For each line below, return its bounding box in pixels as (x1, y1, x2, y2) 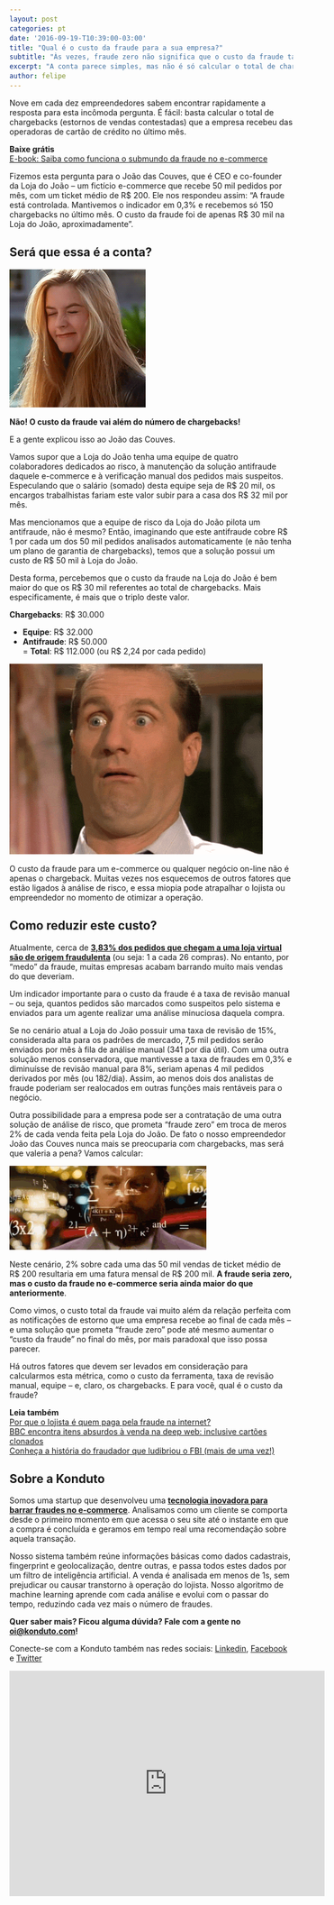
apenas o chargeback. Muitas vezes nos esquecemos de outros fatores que (9, 873, 291, 884)
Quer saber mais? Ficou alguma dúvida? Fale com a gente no (9, 1617, 241, 1627)
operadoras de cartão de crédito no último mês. (9, 126, 187, 137)
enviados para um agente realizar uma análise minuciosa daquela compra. (9, 1007, 285, 1018)
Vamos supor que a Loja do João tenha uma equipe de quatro (9, 451, 239, 462)
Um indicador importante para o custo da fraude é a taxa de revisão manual (9, 988, 291, 999)
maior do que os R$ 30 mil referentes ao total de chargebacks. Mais (9, 582, 261, 592)
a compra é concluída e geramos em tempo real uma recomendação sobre (9, 1524, 286, 1534)
